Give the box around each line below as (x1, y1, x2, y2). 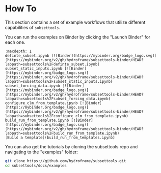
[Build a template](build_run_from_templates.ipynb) (5, 135, 115, 140)
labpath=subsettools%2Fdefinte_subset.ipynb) (5, 62, 100, 67)
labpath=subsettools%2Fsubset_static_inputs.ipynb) (5, 79, 113, 84)
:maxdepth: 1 (5, 49, 32, 54)
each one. (5, 39, 26, 45)
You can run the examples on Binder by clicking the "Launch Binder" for (5, 34, 151, 40)
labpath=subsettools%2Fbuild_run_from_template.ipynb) (5, 131, 120, 136)
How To (5, 3, 37, 14)
